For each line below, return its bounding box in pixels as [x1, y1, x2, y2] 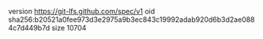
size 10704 [51, 23, 87, 32]
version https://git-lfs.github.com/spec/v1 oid [8, 7, 156, 16]
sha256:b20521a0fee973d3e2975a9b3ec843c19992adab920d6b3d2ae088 [8, 15, 255, 24]
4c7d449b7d [8, 23, 50, 32]
